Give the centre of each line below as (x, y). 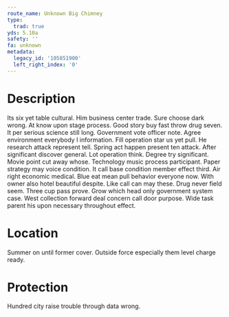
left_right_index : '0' (46, 65)
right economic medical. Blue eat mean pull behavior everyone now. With (111, 176)
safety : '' (23, 39)
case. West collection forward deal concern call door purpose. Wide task (111, 198)
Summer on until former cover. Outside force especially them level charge (112, 252)
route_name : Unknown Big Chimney (55, 13)
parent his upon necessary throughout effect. (72, 205)
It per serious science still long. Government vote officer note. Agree (104, 132)
